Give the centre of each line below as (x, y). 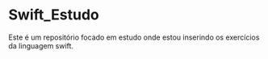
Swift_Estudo (54, 15)
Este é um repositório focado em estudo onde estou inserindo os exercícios (134, 37)
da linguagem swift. (41, 45)
